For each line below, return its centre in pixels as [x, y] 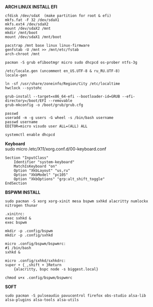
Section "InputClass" [27, 158]
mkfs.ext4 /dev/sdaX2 [27, 24]
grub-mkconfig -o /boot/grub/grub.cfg [44, 105]
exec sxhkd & [18, 218]
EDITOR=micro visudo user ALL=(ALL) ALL [46, 126]
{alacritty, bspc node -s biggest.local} [56, 269]
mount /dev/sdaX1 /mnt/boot [33, 37]
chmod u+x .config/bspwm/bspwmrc [39, 278]
